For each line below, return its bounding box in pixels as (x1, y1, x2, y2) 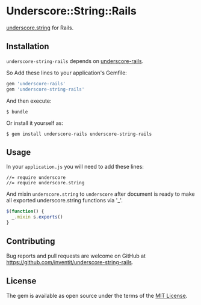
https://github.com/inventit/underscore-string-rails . (6, 258, 134, 265)
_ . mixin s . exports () (11, 214, 63, 220)
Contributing (6, 236, 55, 247)
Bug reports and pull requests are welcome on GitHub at (6, 252, 146, 259)
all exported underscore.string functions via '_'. (6, 197, 123, 204)
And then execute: (6, 97, 52, 104)
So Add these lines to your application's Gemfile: (6, 69, 128, 76)
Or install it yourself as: (6, 119, 63, 127)
